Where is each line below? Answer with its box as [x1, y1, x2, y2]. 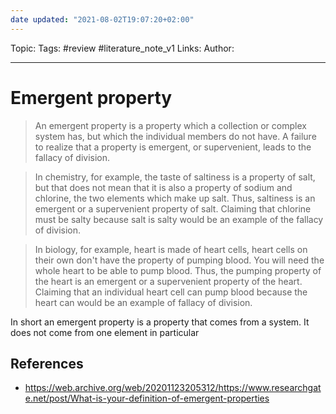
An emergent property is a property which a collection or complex [34, 119, 307, 131]
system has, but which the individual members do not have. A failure [34, 130, 317, 142]
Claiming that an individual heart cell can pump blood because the [34, 286, 308, 298]
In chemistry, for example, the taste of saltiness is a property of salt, [34, 171, 316, 183]
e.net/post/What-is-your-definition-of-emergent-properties [24, 392, 270, 405]
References [10, 355, 84, 372]
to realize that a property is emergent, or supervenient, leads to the [34, 141, 312, 153]
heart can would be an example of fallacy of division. [34, 296, 253, 308]
